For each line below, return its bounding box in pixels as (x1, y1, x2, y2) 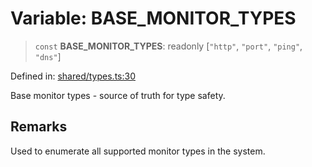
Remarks (10, 118, 68, 136)
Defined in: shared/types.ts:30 (10, 70, 136, 82)
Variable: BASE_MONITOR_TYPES (10, 7, 297, 30)
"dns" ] (34, 50, 62, 62)
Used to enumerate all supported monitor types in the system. (10, 145, 266, 157)
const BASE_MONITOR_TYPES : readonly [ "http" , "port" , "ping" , (34, 40, 303, 52)
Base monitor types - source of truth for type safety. (10, 89, 226, 101)
